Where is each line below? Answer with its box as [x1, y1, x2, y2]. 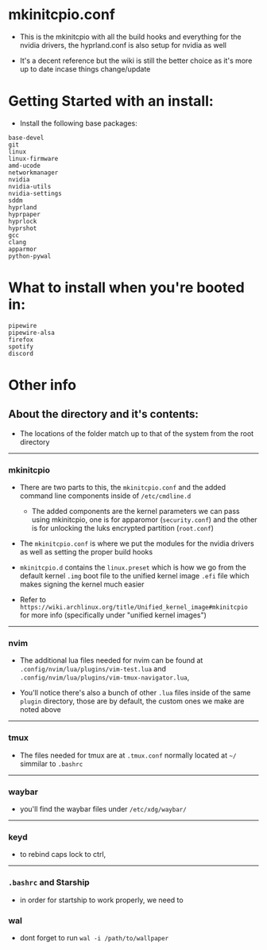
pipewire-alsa [8, 329, 56, 337]
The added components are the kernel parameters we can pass [31, 507, 240, 516]
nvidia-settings [8, 189, 62, 197]
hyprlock [8, 217, 37, 225]
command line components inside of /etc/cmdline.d [19, 491, 192, 500]
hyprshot [8, 224, 37, 232]
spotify [8, 342, 34, 351]
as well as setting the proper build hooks [19, 547, 153, 557]
